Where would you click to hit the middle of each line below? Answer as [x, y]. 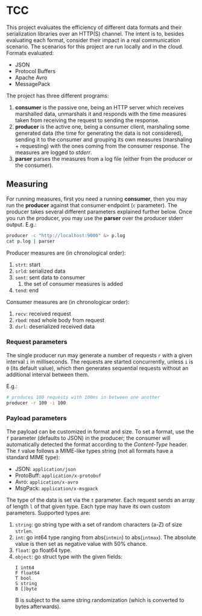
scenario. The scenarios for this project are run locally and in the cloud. [95, 47]
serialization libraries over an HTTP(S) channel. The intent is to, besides [95, 33]
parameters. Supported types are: [48, 513]
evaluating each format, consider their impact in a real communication [93, 40]
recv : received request [43, 313]
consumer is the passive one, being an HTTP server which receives [99, 107]
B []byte [26, 589]
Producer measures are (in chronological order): [66, 253]
